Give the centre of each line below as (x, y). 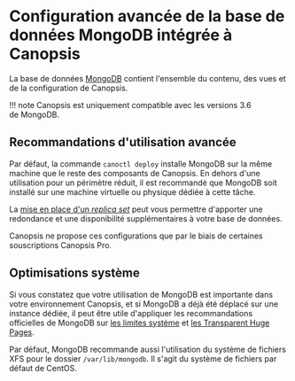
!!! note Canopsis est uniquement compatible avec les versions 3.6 (130, 105)
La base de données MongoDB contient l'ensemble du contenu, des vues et (147, 78)
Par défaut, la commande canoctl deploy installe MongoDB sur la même (141, 163)
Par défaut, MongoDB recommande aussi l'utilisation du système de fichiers (147, 349)
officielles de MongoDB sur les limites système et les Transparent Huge (140, 323)
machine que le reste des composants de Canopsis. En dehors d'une (135, 173)
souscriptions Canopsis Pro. (61, 245)
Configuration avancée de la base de (147, 16)
